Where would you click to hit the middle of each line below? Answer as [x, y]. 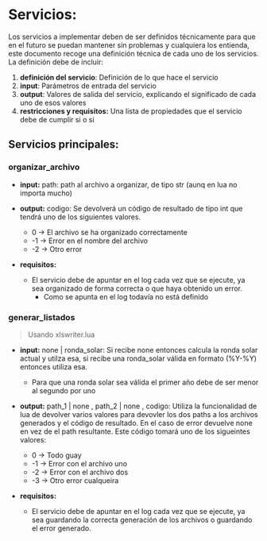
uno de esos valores [53, 102]
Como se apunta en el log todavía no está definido [126, 296]
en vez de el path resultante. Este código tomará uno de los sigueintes [135, 431]
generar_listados [42, 317]
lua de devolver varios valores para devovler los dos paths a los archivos [139, 414]
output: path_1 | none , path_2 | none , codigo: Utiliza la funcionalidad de [138, 406]
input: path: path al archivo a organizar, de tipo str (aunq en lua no [128, 184]
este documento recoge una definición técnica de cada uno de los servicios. [133, 53]
